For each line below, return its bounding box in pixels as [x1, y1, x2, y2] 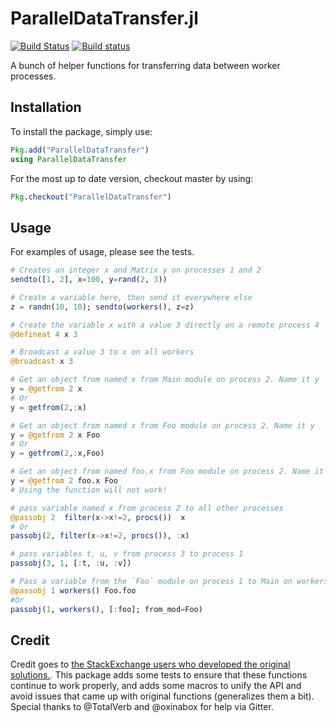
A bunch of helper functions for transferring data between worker [10, 59, 281, 71]
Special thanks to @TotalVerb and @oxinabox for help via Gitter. [10, 701, 274, 713]
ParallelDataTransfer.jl [10, 7, 199, 30]
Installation [10, 99, 82, 116]
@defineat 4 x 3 [10, 329, 78, 339]
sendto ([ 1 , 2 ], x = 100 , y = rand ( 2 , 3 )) [10, 275, 168, 285]
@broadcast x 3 [10, 357, 74, 367]
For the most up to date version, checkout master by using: [10, 172, 254, 184]
